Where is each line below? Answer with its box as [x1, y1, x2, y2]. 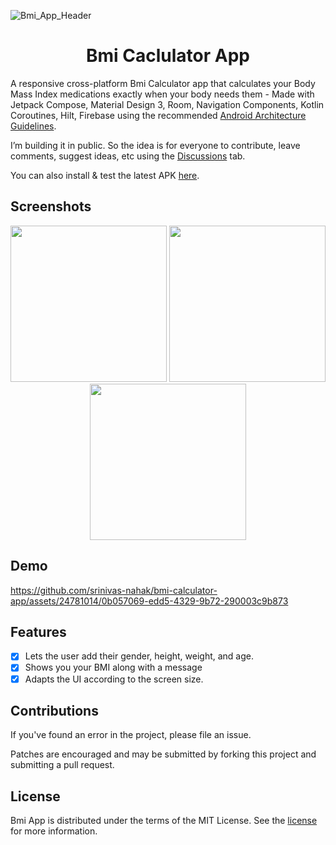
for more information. [10, 825, 98, 837]
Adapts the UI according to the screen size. [24, 673, 204, 685]
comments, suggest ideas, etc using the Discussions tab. [10, 150, 246, 162]
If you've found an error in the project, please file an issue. [10, 729, 252, 741]
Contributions [10, 702, 99, 719]
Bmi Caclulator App [86, 45, 250, 67]
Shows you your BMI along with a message [24, 661, 203, 674]
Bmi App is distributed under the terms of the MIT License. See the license [10, 815, 318, 827]
